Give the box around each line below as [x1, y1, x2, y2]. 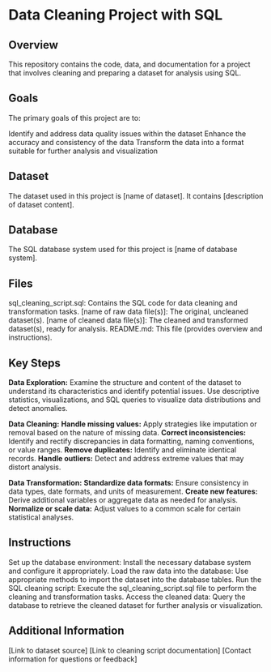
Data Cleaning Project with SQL [8, 6, 223, 24]
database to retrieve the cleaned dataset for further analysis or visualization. [8, 600, 263, 610]
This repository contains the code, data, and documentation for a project [8, 59, 251, 69]
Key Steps [8, 356, 61, 370]
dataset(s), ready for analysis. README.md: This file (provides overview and [8, 324, 263, 334]
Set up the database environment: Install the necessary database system [8, 557, 252, 567]
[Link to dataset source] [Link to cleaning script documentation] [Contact [8, 645, 252, 655]
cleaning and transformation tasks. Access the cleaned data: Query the [8, 592, 246, 601]
